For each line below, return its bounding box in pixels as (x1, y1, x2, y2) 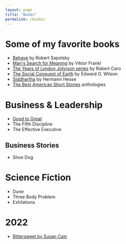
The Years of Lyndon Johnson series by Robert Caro (12, 66, 121, 72)
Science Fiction (5, 172, 71, 183)
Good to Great (12, 116, 42, 122)
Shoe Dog (12, 154, 34, 161)
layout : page (5, 7, 33, 13)
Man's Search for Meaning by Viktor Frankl (12, 60, 101, 66)
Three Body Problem (12, 194, 56, 200)
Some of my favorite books (5, 38, 120, 50)
